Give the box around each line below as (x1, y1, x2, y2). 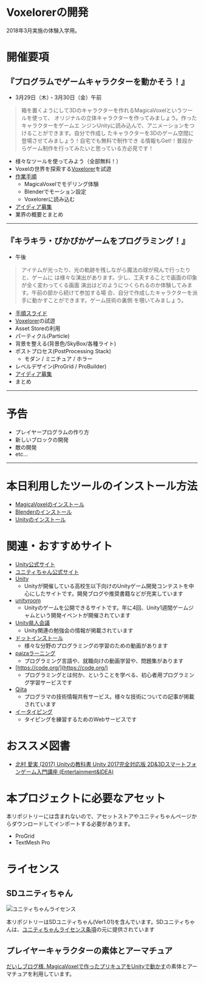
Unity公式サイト (15, 560, 56, 568)
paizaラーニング (15, 649, 56, 657)
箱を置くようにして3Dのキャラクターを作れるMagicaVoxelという (21, 106, 183, 114)
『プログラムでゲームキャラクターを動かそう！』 (6, 77, 189, 87)
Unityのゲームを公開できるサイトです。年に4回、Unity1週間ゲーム (24, 604, 189, 611)
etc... (15, 450, 29, 458)
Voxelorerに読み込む (24, 195, 75, 202)
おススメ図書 (6, 739, 71, 753)
